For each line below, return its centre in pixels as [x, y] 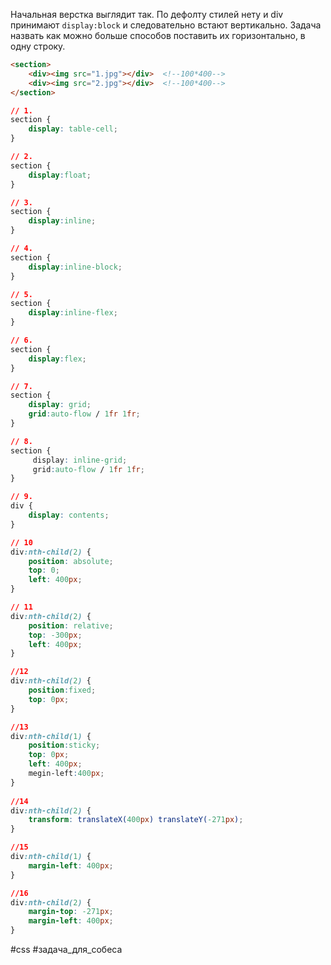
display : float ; [60, 175]
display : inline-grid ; [80, 460]
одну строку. [38, 46]
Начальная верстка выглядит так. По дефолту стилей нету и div [147, 14]
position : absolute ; [71, 561]
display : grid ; [60, 405]
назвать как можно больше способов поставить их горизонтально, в [158, 35]
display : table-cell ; [73, 129]
